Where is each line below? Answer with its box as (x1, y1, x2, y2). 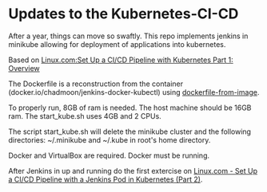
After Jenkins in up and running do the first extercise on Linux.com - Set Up (8, 166, 258, 175)
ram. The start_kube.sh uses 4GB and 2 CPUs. (8, 111, 161, 120)
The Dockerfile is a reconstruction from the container (8, 79, 184, 88)
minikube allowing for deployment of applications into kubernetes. (8, 39, 226, 49)
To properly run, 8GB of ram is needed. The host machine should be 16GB (8, 103, 252, 112)
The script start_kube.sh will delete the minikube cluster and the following (8, 127, 252, 136)
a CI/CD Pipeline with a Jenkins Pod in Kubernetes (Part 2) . (8, 174, 203, 184)
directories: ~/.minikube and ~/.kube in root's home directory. (8, 135, 211, 144)
